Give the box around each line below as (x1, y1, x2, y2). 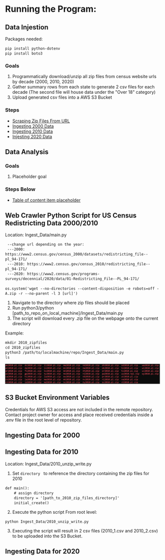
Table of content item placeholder (12, 197, 81, 203)
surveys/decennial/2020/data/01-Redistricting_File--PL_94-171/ (5, 277, 139, 281)
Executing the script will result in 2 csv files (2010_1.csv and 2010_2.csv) (12, 528, 158, 533)
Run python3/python (12, 305, 54, 311)
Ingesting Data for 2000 (5, 431, 80, 440)
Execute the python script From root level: (12, 509, 97, 515)
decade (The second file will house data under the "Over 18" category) (12, 89, 156, 95)
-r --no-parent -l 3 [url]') (18, 291, 78, 296)
